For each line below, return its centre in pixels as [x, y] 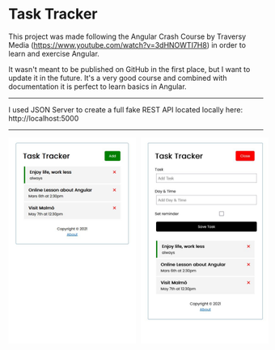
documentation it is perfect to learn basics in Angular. [98, 86]
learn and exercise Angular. [54, 53]
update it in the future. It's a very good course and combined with [118, 78]
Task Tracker [53, 14]
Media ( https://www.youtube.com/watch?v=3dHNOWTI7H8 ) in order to [127, 44]
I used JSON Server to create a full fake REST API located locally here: [126, 109]
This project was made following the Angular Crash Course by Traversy [127, 36]
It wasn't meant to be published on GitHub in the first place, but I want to [129, 69]
